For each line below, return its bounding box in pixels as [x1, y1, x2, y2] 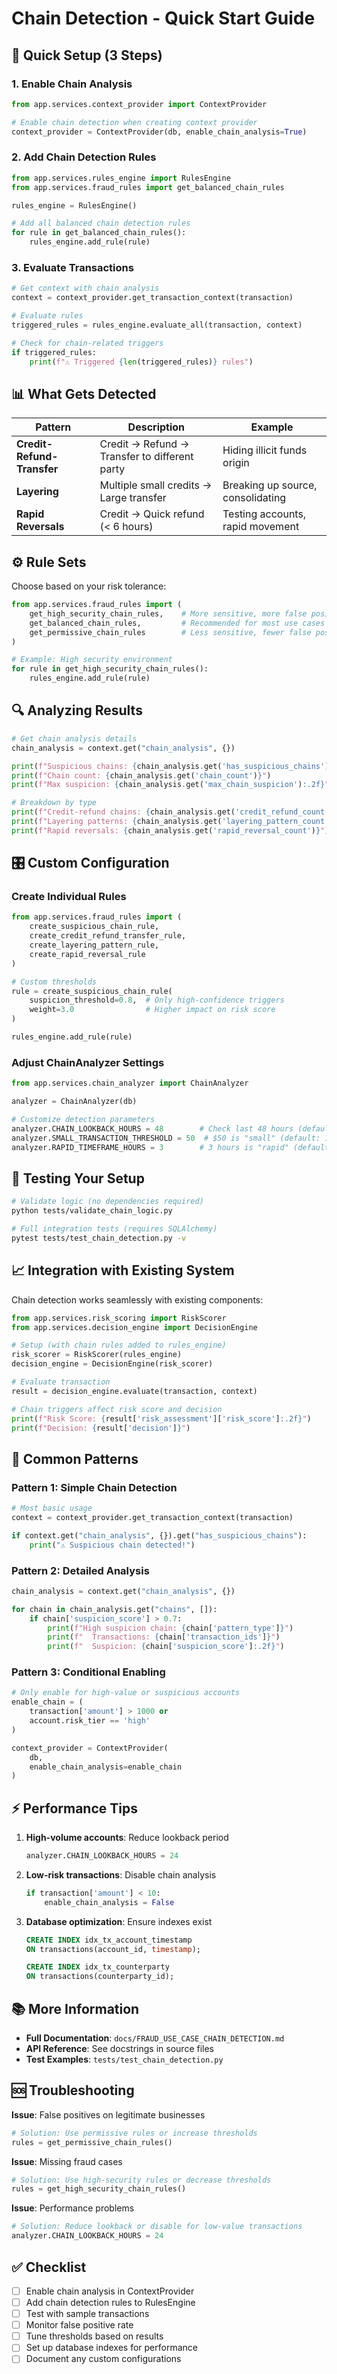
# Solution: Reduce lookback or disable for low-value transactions [11, 2222, 303, 2232]
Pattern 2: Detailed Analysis [11, 1563, 150, 1577]
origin [222, 456, 250, 470]
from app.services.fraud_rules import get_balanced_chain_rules [11, 182, 285, 192]
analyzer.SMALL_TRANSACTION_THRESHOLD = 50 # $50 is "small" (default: [11, 1133, 321, 1143]
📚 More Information [11, 2000, 140, 2017]
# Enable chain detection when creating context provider [11, 117, 258, 127]
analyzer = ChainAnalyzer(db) [11, 1097, 138, 1107]
